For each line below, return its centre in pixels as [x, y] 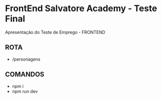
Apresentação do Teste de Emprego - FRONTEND [55, 32]
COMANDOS [25, 74]
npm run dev [25, 91]
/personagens [26, 59]
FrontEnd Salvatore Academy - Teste [81, 8]
